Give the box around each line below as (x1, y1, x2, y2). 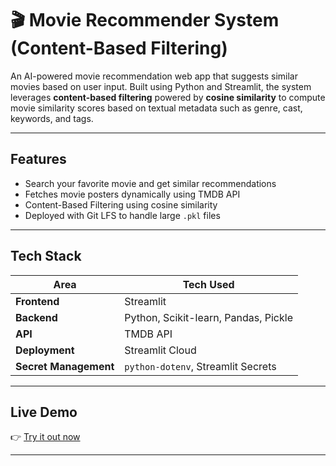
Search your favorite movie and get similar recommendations (24, 177, 277, 189)
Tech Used (182, 277, 235, 291)
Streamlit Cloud (124, 343, 197, 357)
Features (10, 151, 67, 168)
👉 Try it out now (10, 431, 81, 443)
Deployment (15, 343, 75, 357)
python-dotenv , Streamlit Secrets (124, 359, 277, 373)
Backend (15, 310, 58, 324)
